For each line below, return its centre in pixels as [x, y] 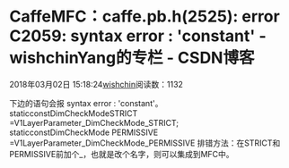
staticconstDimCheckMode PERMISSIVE [84, 132]
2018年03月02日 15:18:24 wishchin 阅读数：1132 [96, 84]
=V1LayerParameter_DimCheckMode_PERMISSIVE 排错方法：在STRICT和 [145, 143]
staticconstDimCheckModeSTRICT [74, 113]
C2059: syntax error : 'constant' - [138, 36]
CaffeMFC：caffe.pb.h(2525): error [144, 17]
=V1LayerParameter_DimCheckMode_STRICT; [94, 122]
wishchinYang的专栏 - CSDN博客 [132, 58]
